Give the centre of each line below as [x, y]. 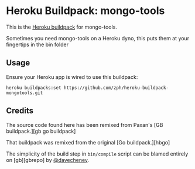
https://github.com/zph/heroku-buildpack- [116, 88]
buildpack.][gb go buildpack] [41, 131]
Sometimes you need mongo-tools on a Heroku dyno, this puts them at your [97, 38]
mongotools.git [25, 93]
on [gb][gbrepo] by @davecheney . [48, 160]
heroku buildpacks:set [34, 88]
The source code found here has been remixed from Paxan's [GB [85, 125]
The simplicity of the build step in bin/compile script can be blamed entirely [97, 154]
